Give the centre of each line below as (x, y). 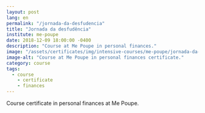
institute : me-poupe (33, 35)
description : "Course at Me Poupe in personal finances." (81, 46)
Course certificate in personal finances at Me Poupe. (73, 103)
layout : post (23, 12)
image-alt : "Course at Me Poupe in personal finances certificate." (95, 57)
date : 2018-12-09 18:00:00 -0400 (49, 40)
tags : (13, 69)
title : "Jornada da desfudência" (49, 29)
